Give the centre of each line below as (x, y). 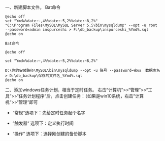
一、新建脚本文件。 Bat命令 (33, 7)
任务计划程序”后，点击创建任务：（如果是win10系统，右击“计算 (81, 96)
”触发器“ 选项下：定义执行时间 (43, 123)
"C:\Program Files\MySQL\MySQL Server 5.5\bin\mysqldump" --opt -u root (81, 25)
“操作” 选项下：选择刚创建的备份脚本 (49, 134)
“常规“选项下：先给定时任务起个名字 (49, 113)
